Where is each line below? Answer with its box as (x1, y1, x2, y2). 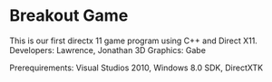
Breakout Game (9, 5, 129, 26)
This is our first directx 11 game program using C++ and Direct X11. (9, 35, 258, 46)
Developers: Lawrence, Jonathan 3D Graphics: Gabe (9, 44, 207, 55)
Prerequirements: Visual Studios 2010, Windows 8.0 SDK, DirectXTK (9, 62, 264, 73)
